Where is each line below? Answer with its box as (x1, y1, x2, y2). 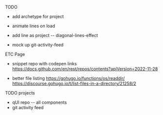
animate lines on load (12, 23, 55, 29)
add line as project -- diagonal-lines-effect (12, 33, 99, 38)
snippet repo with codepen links (12, 61, 77, 66)
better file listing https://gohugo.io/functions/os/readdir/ (12, 76, 125, 81)
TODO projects (5, 90, 35, 96)
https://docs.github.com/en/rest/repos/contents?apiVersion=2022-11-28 (12, 66, 158, 72)
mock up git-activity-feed (12, 42, 63, 48)
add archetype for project (12, 14, 64, 19)
